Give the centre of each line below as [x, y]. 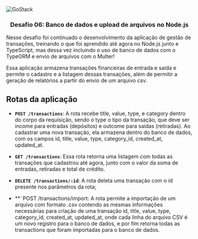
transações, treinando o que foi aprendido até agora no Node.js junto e [92, 44]
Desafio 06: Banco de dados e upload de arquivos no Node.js [99, 24]
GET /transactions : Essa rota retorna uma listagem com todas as [94, 157]
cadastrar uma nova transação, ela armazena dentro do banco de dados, [103, 132]
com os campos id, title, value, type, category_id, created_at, [89, 139]
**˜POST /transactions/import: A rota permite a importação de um [95, 199]
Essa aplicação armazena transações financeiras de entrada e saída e [91, 68]
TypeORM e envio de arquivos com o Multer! [61, 56]
